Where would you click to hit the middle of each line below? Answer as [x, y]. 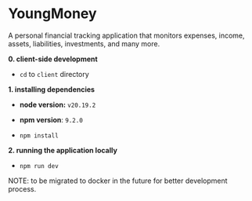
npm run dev [39, 166]
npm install [39, 135]
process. [22, 188]
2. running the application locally [63, 150]
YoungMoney [52, 14]
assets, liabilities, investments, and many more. [84, 43]
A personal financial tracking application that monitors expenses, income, [126, 35]
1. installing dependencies [52, 89]
